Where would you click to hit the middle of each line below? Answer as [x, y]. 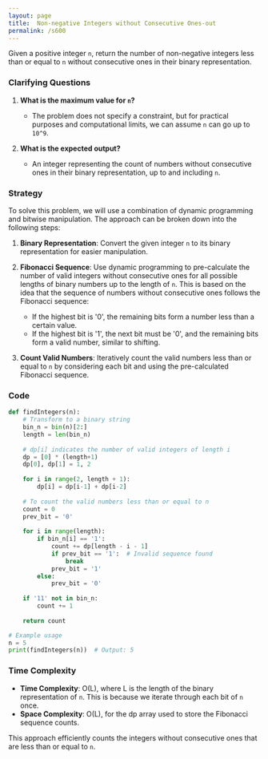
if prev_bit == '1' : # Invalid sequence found [132, 554]
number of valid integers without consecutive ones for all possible [129, 275]
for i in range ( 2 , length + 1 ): [76, 479]
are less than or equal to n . [52, 746]
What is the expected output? [70, 148]
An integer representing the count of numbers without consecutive [142, 164]
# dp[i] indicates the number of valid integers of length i [126, 450]
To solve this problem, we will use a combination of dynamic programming [131, 210]
